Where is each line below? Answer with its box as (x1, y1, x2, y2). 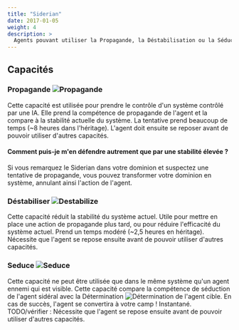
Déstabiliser (7, 196, 51, 206)
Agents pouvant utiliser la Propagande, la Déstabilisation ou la (14, 37, 215, 44)
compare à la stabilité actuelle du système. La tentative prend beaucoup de (7, 115, 228, 125)
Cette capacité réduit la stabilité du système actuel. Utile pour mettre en (7, 212, 218, 221)
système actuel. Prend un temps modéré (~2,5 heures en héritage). (7, 227, 205, 236)
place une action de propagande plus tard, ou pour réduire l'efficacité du (7, 220, 221, 229)
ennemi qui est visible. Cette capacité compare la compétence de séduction (7, 284, 230, 293)
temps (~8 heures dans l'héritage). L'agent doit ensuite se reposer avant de (7, 123, 229, 132)
